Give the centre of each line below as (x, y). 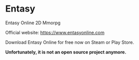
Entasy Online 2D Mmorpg (33, 23)
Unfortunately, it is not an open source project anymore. (66, 52)
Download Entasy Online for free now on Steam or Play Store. (70, 42)
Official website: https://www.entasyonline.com (55, 32)
